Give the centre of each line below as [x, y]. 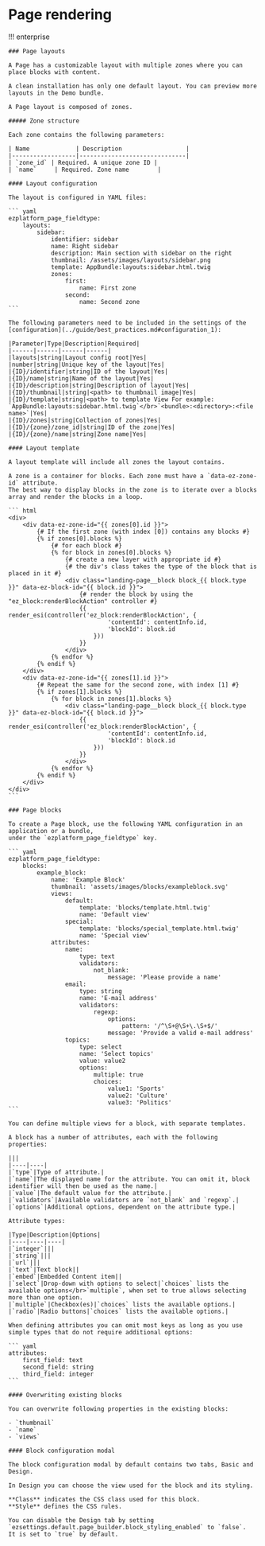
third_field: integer [58, 1374]
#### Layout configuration [53, 183]
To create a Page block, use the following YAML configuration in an [126, 824]
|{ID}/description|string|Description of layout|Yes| [99, 385]
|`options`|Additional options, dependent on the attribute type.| [122, 1207]
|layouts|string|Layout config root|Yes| [78, 357]
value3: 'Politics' [140, 1102]
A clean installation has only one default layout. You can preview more [133, 86]
